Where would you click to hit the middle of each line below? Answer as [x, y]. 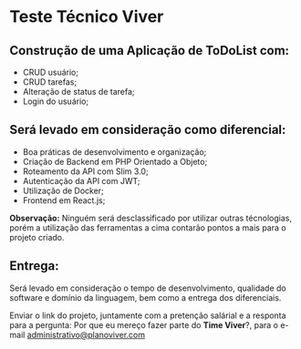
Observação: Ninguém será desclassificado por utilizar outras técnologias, [150, 218]
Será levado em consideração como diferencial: [148, 130]
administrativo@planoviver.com [86, 334]
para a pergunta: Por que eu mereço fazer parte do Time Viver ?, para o [144, 324]
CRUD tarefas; [50, 82]
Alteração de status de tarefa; [78, 92]
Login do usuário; [56, 101]
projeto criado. [37, 237]
